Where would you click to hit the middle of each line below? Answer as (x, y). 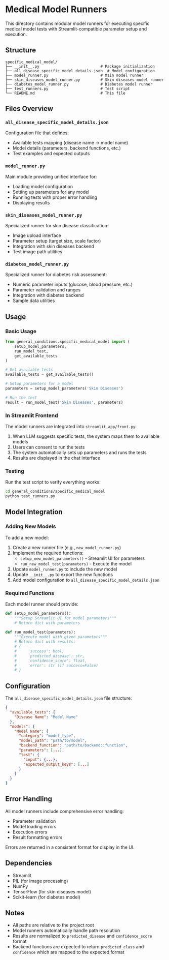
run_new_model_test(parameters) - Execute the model (76, 563)
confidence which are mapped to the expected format (69, 952)
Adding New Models (31, 526)
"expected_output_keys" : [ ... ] (56, 764)
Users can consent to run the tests (49, 447)
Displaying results (31, 202)
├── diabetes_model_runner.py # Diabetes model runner (79, 84)
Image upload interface (37, 235)
